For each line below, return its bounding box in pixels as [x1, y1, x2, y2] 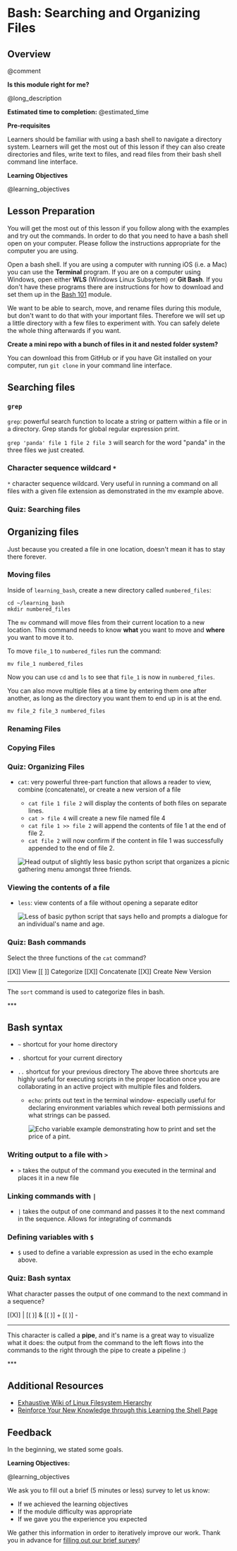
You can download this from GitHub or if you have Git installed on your [7, 353, 212, 362]
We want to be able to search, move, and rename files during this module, [7, 303, 222, 312]
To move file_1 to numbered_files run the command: [7, 647, 162, 655]
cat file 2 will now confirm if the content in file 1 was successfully [28, 836, 224, 844]
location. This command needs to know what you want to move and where [7, 626, 226, 634]
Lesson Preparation [7, 205, 95, 217]
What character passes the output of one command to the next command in [7, 1289, 228, 1298]
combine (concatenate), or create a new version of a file [17, 785, 181, 793]
